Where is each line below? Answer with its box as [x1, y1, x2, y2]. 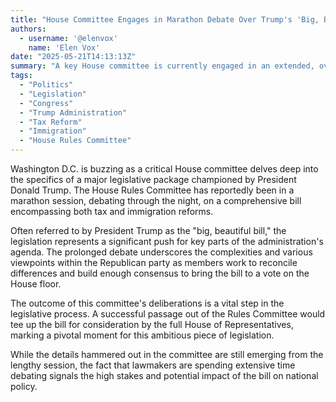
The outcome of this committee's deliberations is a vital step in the [10, 297, 285, 309]
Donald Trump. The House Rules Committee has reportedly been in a [10, 184, 295, 196]
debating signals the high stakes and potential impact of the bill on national [10, 370, 319, 381]
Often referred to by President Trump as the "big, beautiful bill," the [10, 225, 287, 236]
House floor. [10, 278, 62, 290]
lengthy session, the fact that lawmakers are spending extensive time [10, 359, 296, 371]
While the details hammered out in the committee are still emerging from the [10, 349, 324, 360]
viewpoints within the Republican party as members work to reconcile [10, 257, 298, 268]
